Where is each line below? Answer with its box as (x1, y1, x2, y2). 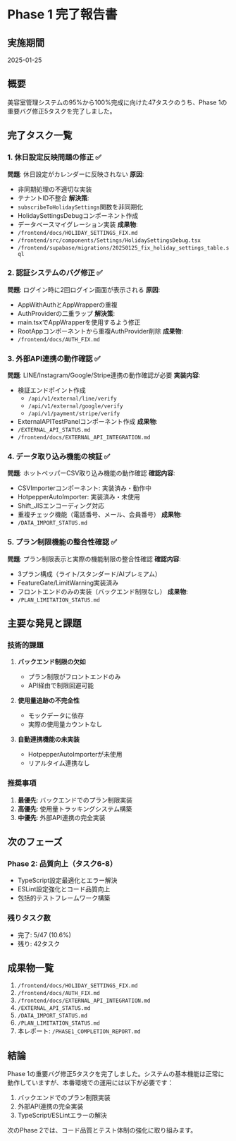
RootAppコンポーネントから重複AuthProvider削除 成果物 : (17, 327, 183, 335)
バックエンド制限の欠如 (17, 657, 86, 666)
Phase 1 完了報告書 (7, 6, 118, 23)
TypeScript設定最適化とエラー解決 (17, 876, 118, 885)
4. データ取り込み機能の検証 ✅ (7, 452, 111, 462)
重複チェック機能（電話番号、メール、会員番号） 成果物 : (17, 511, 182, 519)
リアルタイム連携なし (27, 759, 90, 767)
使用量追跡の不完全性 (17, 696, 80, 705)
